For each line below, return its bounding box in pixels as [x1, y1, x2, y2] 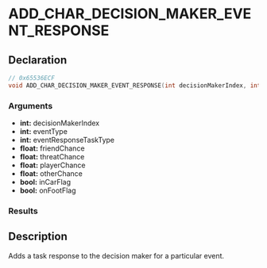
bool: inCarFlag [19, 178, 72, 187]
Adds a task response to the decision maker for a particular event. [8, 251, 225, 260]
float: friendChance [19, 144, 85, 153]
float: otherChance [19, 169, 83, 178]
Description [8, 230, 68, 243]
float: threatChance [19, 152, 85, 162]
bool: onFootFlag [19, 186, 77, 195]
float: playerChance [19, 160, 86, 170]
